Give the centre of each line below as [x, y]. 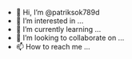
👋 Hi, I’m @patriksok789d [58, 12]
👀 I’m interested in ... [50, 21]
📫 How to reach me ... [53, 47]
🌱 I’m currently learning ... [58, 29]
